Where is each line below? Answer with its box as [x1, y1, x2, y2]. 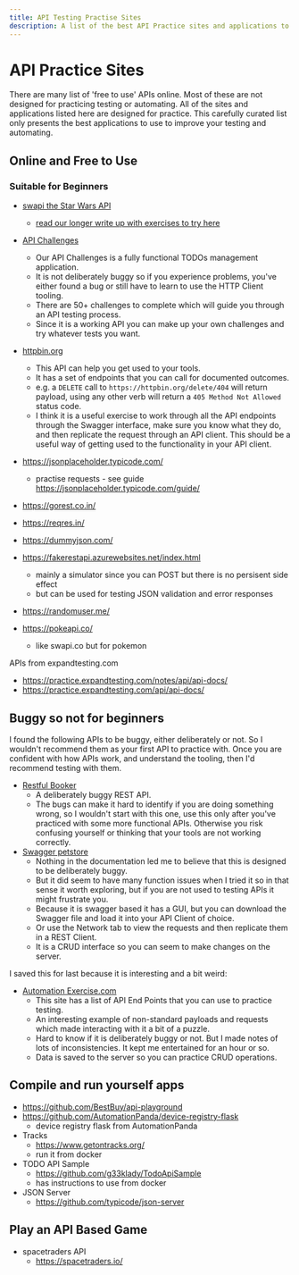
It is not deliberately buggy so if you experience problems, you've [35, 272, 278, 282]
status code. [35, 401, 82, 412]
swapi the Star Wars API [21, 200, 112, 211]
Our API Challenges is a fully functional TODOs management [35, 252, 259, 264]
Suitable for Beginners [9, 180, 109, 192]
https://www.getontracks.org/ [35, 1139, 145, 1150]
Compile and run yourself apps [9, 1078, 185, 1093]
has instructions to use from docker [35, 1177, 167, 1188]
